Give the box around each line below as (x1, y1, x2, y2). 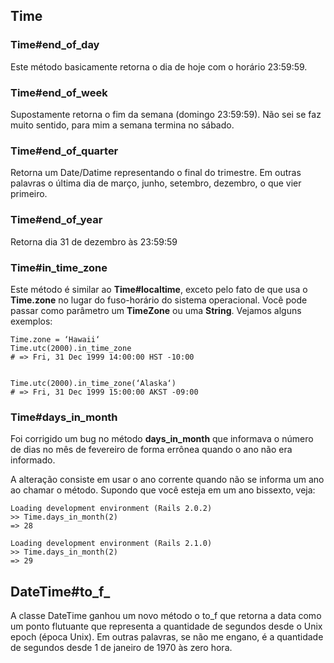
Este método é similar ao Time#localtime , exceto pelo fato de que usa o (10, 283, 308, 295)
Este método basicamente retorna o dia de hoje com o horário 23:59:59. (10, 60, 308, 73)
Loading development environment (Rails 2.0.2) (10, 504, 213, 514)
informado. (10, 454, 56, 466)
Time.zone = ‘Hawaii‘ (10, 334, 101, 344)
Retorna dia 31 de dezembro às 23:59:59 (10, 235, 178, 248)
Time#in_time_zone (10, 260, 108, 274)
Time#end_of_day (10, 38, 100, 52)
